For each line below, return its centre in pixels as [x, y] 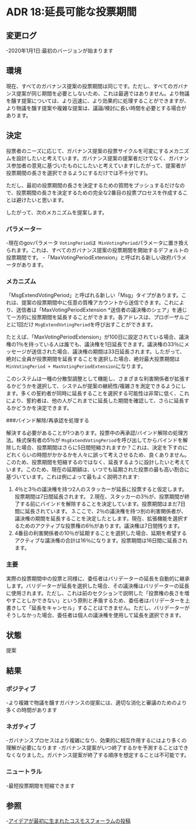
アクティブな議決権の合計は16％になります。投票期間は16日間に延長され [101, 541]
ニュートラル [24, 772]
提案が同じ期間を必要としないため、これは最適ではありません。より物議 [103, 93]
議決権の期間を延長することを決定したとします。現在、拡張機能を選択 [99, 518]
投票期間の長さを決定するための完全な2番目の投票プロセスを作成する [99, 192]
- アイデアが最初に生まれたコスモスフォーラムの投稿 [69, 821]
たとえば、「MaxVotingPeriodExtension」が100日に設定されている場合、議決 [98, 337]
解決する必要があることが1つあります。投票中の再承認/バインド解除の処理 [95, 433]
